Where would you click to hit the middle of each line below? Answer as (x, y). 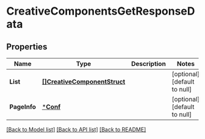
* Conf (51, 107)
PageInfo (23, 107)
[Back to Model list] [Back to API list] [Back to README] (76, 130)
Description (148, 64)
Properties (27, 47)
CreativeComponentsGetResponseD (101, 11)
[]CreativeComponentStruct (84, 82)
